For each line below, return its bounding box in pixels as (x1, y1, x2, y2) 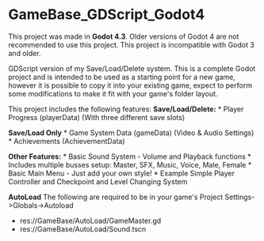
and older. (8, 48, 41, 58)
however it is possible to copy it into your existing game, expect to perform (8, 81, 252, 90)
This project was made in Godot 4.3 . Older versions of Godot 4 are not (8, 32, 239, 41)
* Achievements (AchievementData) (8, 136, 125, 145)
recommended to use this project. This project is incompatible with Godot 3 (8, 40, 255, 49)
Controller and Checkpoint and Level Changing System (8, 176, 188, 186)
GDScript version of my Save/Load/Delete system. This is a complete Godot (8, 63, 256, 73)
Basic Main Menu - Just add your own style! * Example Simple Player (8, 168, 235, 178)
